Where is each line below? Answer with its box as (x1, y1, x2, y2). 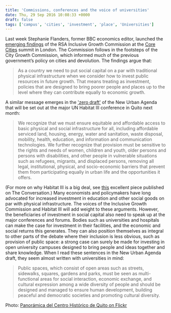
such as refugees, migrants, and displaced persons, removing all (17, 158, 154, 164)
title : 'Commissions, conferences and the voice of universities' (5, 7, 150, 13)
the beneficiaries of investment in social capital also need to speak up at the (5, 212, 165, 218)
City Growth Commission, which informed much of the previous (5, 52, 139, 58)
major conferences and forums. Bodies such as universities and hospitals (5, 217, 159, 223)
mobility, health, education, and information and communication (17, 136, 152, 142)
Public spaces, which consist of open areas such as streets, (17, 265, 144, 272)
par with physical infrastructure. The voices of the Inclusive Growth (5, 201, 147, 207)
